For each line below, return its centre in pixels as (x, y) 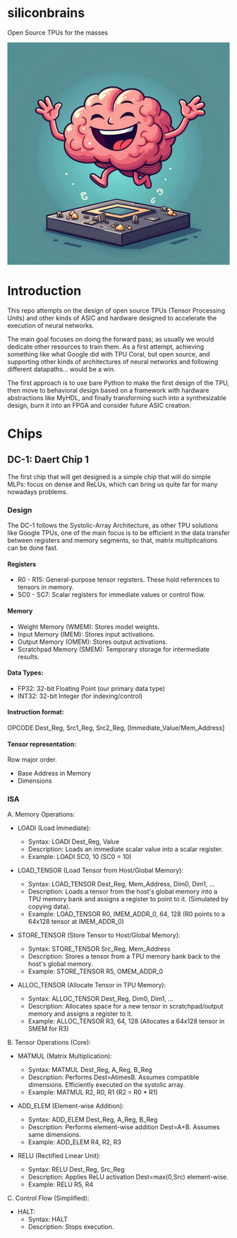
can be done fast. (33, 548)
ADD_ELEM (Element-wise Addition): (71, 1106)
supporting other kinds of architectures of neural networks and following (113, 361)
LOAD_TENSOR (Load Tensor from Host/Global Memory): (100, 870)
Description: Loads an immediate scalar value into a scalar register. (126, 849)
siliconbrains (46, 13)
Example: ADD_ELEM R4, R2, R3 (75, 1142)
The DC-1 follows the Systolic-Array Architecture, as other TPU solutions (113, 525)
